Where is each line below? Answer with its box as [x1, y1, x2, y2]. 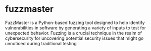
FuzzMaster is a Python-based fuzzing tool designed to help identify [5, 20, 145, 25]
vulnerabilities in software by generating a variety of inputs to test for [5, 25, 146, 30]
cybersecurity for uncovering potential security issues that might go [5, 35, 144, 41]
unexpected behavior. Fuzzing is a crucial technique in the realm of [5, 30, 142, 36]
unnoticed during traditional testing [5, 40, 77, 46]
